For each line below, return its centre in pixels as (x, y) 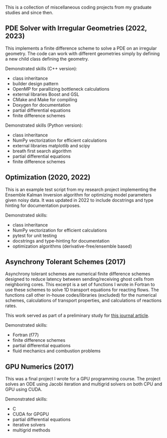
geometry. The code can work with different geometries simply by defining (82, 53)
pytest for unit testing (35, 236)
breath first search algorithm (42, 151)
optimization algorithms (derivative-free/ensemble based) (72, 246)
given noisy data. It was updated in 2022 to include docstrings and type (79, 200)
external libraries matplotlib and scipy (51, 145)
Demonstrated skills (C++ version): (41, 68)
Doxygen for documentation (41, 105)
